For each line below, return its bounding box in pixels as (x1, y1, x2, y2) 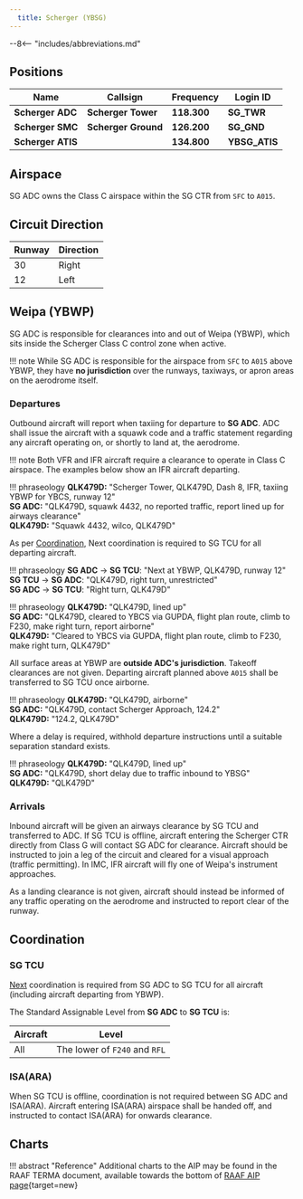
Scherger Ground (87, 121, 164, 134)
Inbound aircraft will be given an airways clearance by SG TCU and (9, 821, 260, 832)
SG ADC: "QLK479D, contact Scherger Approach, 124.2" (9, 704, 221, 715)
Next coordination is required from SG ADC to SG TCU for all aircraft (9, 979, 264, 991)
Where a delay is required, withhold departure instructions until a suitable (9, 731, 283, 742)
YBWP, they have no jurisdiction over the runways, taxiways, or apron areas (9, 365, 294, 376)
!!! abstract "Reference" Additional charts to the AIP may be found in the (9, 1160, 278, 1172)
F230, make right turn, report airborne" (9, 621, 156, 632)
